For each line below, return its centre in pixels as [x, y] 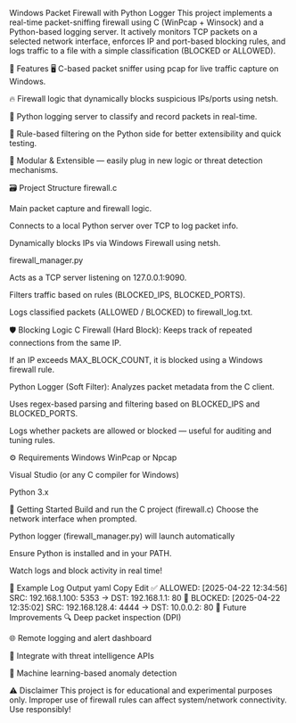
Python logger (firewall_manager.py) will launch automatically [122, 536]
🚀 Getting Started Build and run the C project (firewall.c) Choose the [134, 509]
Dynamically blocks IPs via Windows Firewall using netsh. [115, 243]
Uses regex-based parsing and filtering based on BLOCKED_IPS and [135, 404]
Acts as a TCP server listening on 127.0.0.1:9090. [98, 277]
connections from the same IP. [66, 343]
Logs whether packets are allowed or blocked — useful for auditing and [140, 431]
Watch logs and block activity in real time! [86, 571]
